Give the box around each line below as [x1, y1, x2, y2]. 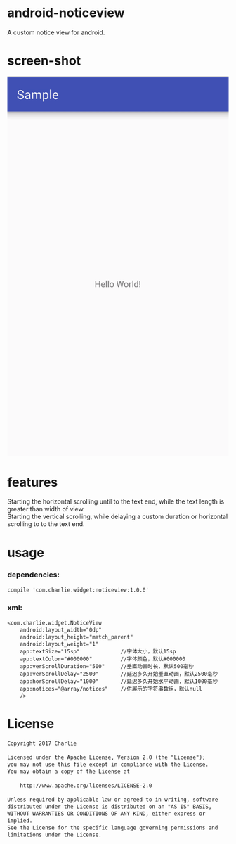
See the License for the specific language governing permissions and [7, 824, 218, 831]
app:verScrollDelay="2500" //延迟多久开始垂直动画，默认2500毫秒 [20, 670, 218, 678]
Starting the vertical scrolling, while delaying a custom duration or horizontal [7, 512, 228, 521]
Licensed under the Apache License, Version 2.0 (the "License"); [7, 754, 206, 761]
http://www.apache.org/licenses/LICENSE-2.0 [20, 782, 152, 789]
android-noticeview [7, 5, 125, 21]
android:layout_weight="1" [20, 641, 99, 648]
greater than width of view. [7, 505, 86, 513]
